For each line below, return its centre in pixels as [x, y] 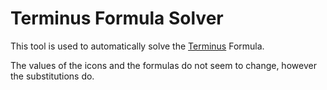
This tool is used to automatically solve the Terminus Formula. [137, 46]
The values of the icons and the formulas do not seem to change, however [163, 65]
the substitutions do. [52, 76]
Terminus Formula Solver [117, 18]
